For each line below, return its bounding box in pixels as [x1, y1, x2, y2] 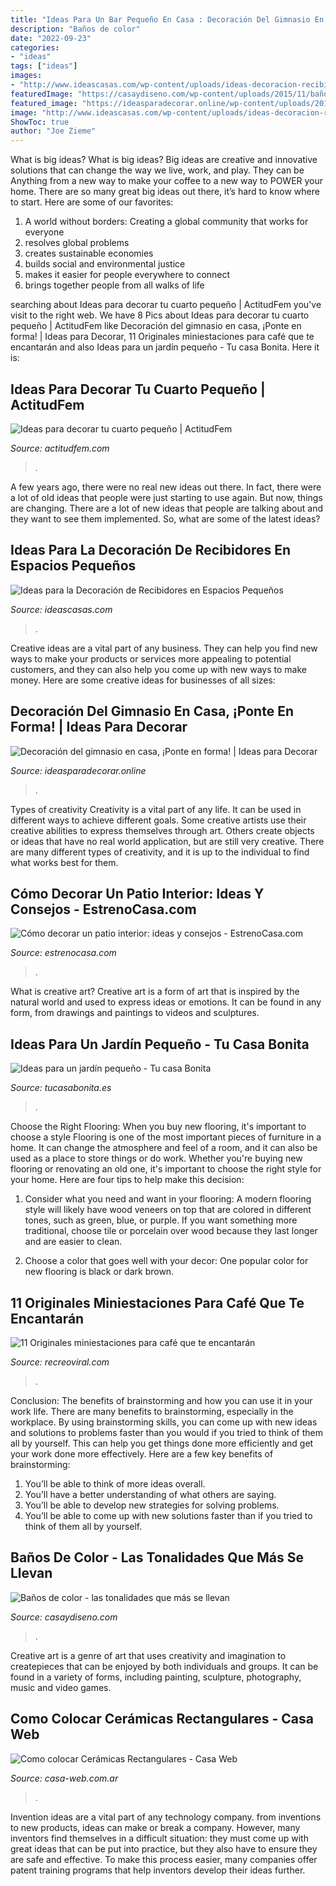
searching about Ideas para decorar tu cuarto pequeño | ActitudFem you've [10, 299, 322, 311]
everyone [24, 226, 65, 238]
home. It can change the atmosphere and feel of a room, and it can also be [10, 1142, 318, 1154]
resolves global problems [24, 237, 130, 249]
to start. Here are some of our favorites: [10, 196, 174, 208]
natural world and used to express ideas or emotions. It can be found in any [10, 996, 322, 1008]
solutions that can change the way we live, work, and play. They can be [10, 164, 305, 176]
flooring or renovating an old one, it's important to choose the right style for [10, 1163, 322, 1175]
